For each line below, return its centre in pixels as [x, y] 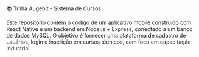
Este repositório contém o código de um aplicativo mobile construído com [99, 22]
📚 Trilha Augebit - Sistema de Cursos [54, 8]
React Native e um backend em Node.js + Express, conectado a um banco [100, 29]
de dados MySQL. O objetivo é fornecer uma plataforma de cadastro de [96, 35]
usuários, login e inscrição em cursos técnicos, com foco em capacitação [99, 42]
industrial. [19, 48]
